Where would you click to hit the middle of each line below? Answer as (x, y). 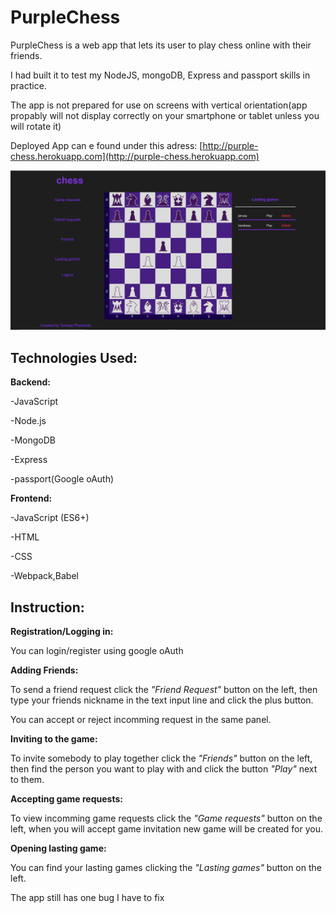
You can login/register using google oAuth (97, 650)
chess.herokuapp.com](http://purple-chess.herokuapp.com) (135, 156)
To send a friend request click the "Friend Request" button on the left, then (164, 689)
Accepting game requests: (66, 799)
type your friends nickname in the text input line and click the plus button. (162, 700)
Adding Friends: (44, 670)
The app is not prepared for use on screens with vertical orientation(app (159, 105)
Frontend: (31, 498)
